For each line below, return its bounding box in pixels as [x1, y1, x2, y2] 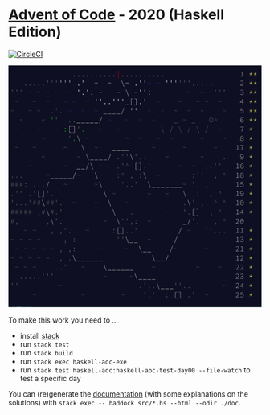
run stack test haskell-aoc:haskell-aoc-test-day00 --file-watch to [19, 365, 251, 375]
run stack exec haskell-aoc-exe [19, 356, 127, 367]
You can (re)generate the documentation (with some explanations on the [8, 389, 249, 399]
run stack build [19, 348, 74, 358]
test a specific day [19, 374, 82, 384]
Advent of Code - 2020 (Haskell [8, 6, 225, 24]
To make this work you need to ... [8, 315, 119, 325]
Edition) [8, 23, 62, 41]
